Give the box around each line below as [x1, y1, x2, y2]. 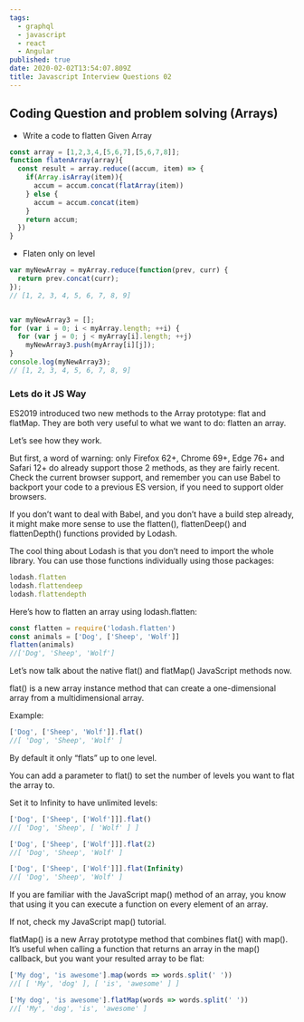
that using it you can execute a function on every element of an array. [9, 899, 269, 910]
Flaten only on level [22, 248, 96, 259]
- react [17, 38, 47, 48]
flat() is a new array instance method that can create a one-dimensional [9, 683, 277, 694]
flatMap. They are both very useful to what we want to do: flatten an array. [9, 418, 287, 429]
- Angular [17, 47, 54, 56]
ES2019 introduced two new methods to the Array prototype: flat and [9, 408, 267, 419]
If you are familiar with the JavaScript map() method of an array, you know [9, 890, 287, 900]
